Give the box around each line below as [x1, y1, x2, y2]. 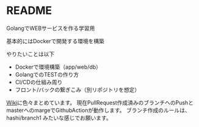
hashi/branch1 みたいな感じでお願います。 [6, 114, 112, 122]
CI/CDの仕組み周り [15, 78, 63, 86]
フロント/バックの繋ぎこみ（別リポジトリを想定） [15, 86, 140, 93]
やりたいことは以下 [6, 50, 55, 58]
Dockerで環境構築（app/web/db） [15, 63, 102, 70]
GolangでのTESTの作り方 [15, 70, 79, 78]
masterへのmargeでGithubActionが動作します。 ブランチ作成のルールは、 [6, 106, 190, 114]
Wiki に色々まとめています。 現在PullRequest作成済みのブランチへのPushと [6, 98, 194, 106]
